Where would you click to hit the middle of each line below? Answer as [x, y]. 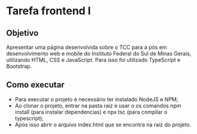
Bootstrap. [19, 66]
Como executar [35, 85]
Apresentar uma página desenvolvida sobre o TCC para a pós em [87, 47]
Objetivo [22, 33]
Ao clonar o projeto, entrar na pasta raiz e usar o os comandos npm [98, 105]
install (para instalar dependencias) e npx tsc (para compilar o [91, 112]
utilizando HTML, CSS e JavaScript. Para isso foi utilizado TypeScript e [93, 60]
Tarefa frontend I [49, 11]
